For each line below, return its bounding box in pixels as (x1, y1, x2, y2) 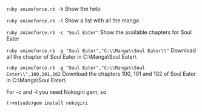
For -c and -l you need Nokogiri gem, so (6, 88, 107, 96)
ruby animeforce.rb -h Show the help (6, 5, 101, 12)
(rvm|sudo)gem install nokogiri (6, 100, 88, 106)
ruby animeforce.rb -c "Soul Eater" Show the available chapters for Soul (6, 28, 192, 36)
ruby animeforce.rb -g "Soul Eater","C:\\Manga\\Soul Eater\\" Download (6, 47, 196, 54)
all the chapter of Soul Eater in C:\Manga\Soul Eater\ (6, 53, 137, 60)
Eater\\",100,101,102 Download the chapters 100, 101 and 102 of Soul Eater (6, 70, 196, 77)
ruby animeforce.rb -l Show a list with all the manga (6, 17, 140, 24)
